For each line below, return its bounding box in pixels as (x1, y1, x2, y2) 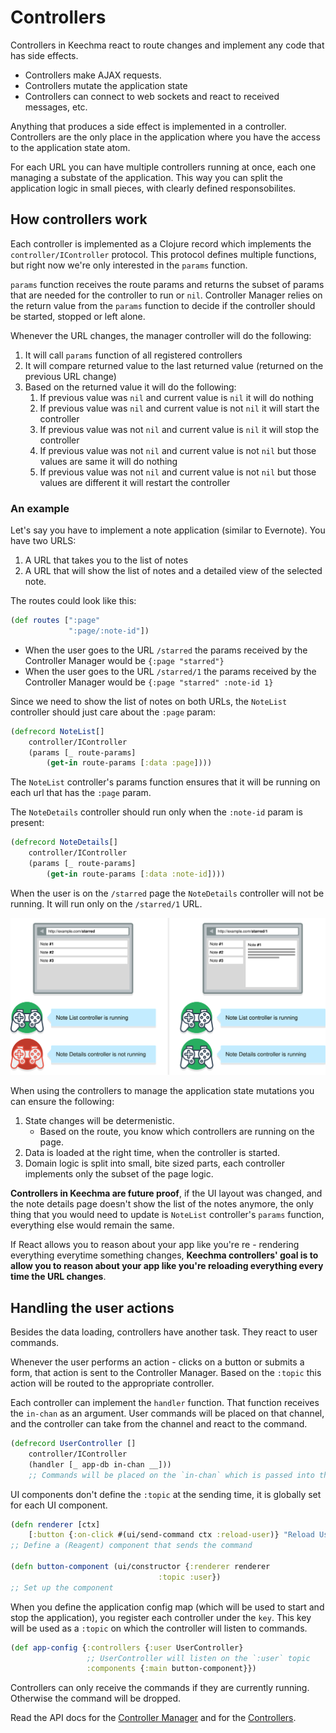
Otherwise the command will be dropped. (10, 1692, 182, 1705)
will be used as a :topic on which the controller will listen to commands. (10, 1622, 308, 1634)
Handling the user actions (10, 1299, 175, 1316)
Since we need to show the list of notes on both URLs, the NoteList (10, 695, 288, 707)
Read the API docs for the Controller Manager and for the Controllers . (10, 1712, 297, 1724)
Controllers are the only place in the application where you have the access (10, 131, 321, 143)
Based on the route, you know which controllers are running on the (39, 1126, 315, 1138)
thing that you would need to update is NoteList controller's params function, (10, 1209, 325, 1221)
